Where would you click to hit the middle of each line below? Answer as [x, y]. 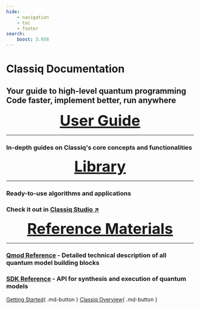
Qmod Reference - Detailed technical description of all [86, 255]
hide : [13, 12]
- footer [28, 28]
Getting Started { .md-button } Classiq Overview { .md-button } [82, 299]
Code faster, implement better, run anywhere [91, 100]
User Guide [100, 120]
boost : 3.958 [33, 39]
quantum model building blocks [53, 263]
